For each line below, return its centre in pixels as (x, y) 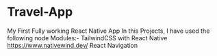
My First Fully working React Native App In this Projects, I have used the (108, 31)
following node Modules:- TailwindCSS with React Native (87, 38)
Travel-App (40, 12)
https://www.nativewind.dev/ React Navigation (73, 45)
